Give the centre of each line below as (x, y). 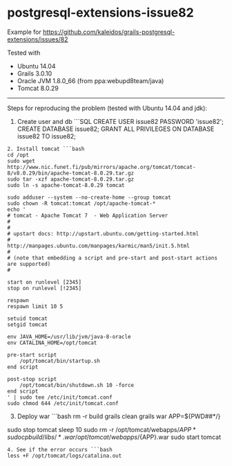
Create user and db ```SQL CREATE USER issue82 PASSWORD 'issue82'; (120, 121)
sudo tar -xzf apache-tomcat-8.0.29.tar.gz (71, 179)
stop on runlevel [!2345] (44, 288)
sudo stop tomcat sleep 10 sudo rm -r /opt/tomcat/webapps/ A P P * (101, 429)
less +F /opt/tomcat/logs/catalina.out (65, 456)
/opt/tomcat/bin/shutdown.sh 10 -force (77, 385)
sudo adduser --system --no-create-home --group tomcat (89, 197)
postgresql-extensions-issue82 (101, 13)
